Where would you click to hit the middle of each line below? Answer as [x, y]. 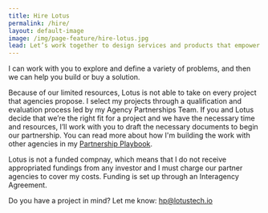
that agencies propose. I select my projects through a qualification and [125, 101]
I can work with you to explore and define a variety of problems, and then [130, 68]
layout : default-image [46, 31]
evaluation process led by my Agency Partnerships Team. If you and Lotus [131, 110]
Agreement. [28, 185]
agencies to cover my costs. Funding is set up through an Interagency [124, 177]
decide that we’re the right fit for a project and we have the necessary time [132, 118]
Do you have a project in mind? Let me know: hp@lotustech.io [110, 201]
